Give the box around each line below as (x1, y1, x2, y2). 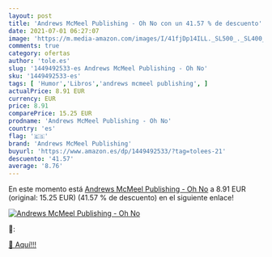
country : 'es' (8, 124, 57, 133)
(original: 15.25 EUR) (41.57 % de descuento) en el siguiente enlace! (8, 193, 235, 203)
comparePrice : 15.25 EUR (8, 110, 92, 118)
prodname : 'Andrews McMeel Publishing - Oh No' (8, 117, 172, 125)
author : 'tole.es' (8, 57, 70, 65)
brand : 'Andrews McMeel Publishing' (8, 139, 132, 148)
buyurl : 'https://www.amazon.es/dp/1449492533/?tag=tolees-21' (8, 147, 227, 155)
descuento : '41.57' (8, 154, 74, 162)
